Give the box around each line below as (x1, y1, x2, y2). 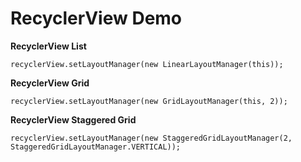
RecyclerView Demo (10, 7, 183, 30)
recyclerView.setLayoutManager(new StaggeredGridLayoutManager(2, (10, 133, 293, 143)
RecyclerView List (10, 40, 87, 52)
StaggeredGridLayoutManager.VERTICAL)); (10, 142, 182, 152)
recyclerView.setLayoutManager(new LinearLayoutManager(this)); (10, 59, 284, 69)
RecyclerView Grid (10, 77, 90, 89)
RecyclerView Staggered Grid (10, 113, 137, 126)
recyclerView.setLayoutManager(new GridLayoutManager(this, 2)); (10, 96, 288, 106)
